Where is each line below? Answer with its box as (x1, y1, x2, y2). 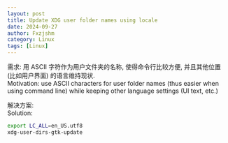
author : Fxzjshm (7, 29, 55, 37)
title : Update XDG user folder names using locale (7, 17, 158, 24)
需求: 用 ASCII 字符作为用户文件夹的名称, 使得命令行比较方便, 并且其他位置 (7, 63, 222, 70)
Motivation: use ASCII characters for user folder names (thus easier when (7, 80, 219, 87)
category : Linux (7, 36, 55, 43)
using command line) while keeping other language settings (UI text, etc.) (7, 86, 219, 95)
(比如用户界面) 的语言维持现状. (7, 71, 96, 80)
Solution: (7, 109, 33, 117)
